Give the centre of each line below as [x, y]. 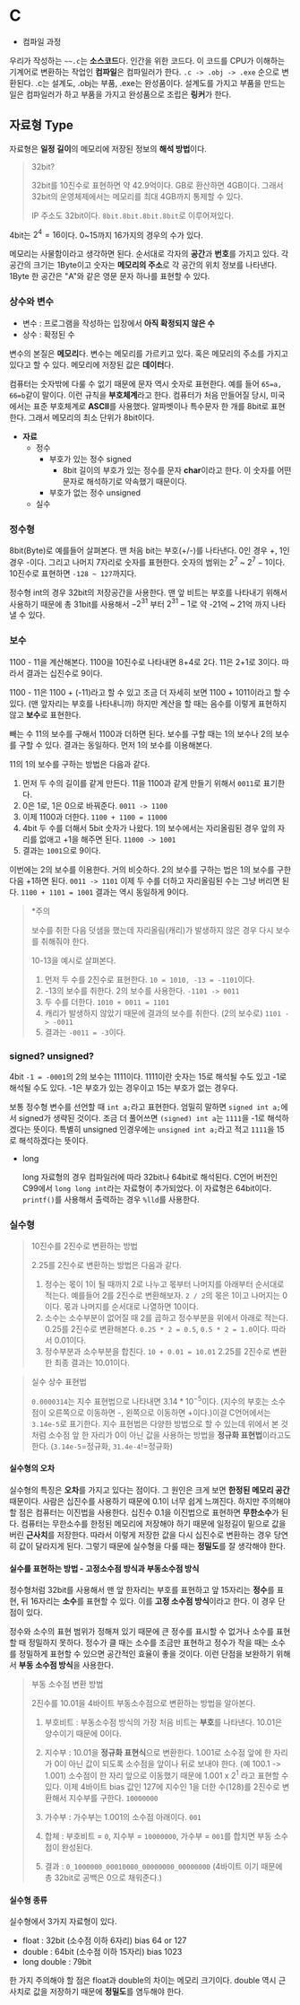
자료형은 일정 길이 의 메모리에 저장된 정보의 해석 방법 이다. [108, 148]
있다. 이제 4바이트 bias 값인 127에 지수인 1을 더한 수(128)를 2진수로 [162, 1786]
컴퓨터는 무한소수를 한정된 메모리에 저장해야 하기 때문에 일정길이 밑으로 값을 [154, 1524]
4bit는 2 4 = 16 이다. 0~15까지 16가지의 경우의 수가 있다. [107, 234]
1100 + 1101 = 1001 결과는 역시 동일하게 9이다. [105, 892]
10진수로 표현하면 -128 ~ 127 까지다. [73, 573]
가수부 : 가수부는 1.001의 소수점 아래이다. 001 [123, 1817]
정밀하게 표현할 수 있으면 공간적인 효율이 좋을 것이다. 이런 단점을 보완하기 [146, 1654]
